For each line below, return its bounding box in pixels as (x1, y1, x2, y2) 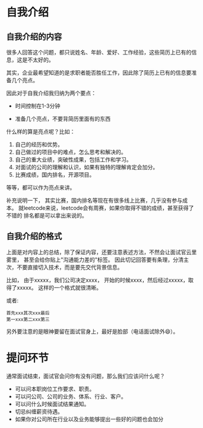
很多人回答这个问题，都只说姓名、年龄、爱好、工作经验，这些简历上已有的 (6, 49, 192, 56)
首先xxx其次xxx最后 (6, 310, 50, 316)
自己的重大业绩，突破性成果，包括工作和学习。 (14, 156, 132, 163)
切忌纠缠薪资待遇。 (14, 407, 63, 415)
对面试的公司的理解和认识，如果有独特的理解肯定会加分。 (14, 164, 158, 170)
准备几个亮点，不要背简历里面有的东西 (14, 115, 111, 122)
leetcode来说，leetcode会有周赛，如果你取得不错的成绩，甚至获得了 (23, 204, 195, 212)
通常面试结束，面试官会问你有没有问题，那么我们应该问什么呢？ (6, 372, 165, 380)
